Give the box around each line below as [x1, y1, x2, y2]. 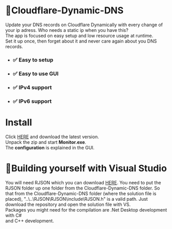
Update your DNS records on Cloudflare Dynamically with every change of [5, 22, 163, 28]
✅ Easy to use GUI [12, 70, 59, 77]
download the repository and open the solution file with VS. [5, 201, 131, 207]
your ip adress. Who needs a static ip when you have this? [5, 27, 128, 33]
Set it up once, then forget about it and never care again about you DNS [5, 38, 157, 44]
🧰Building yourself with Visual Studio [5, 162, 167, 174]
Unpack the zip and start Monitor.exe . [5, 139, 86, 145]
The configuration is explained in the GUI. [5, 144, 95, 150]
